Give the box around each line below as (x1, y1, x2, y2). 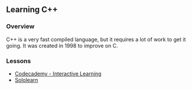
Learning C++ (6, 5, 58, 15)
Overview (6, 22, 35, 31)
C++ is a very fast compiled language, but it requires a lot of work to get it (6, 35, 186, 43)
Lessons (6, 57, 31, 65)
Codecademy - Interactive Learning (14, 70, 102, 77)
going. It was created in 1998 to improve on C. (6, 42, 118, 49)
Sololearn (14, 76, 38, 83)
